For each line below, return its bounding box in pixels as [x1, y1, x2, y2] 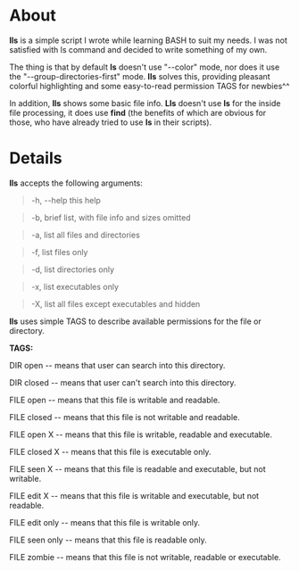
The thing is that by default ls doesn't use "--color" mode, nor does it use [9, 62, 280, 72]
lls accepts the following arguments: [9, 178, 143, 188]
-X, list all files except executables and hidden [30, 298, 201, 309]
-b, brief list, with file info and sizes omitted [30, 211, 191, 223]
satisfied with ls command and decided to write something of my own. [9, 44, 268, 54]
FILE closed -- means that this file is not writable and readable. [9, 411, 241, 422]
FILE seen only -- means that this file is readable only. [9, 534, 207, 545]
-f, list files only [30, 246, 88, 257]
